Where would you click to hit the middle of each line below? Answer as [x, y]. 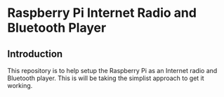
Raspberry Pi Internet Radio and [102, 13]
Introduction [35, 54]
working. [20, 85]
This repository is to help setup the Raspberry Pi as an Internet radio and [112, 71]
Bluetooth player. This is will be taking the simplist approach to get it [106, 78]
